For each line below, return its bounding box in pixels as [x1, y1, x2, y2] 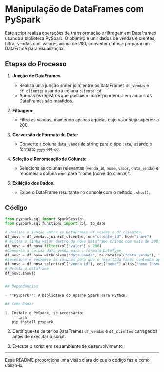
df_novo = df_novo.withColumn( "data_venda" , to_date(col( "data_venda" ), [5, 253, 156, 257]
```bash [11, 315, 27, 320]
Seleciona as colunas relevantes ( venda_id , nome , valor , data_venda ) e [19, 165, 159, 171]
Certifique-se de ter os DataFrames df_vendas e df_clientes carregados [12, 328, 158, 334]
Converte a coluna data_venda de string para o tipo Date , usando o [19, 141, 153, 147]
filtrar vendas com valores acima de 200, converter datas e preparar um [5, 40, 150, 46]
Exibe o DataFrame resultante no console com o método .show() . [19, 189, 150, 195]
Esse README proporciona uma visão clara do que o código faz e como [5, 357, 150, 363]
